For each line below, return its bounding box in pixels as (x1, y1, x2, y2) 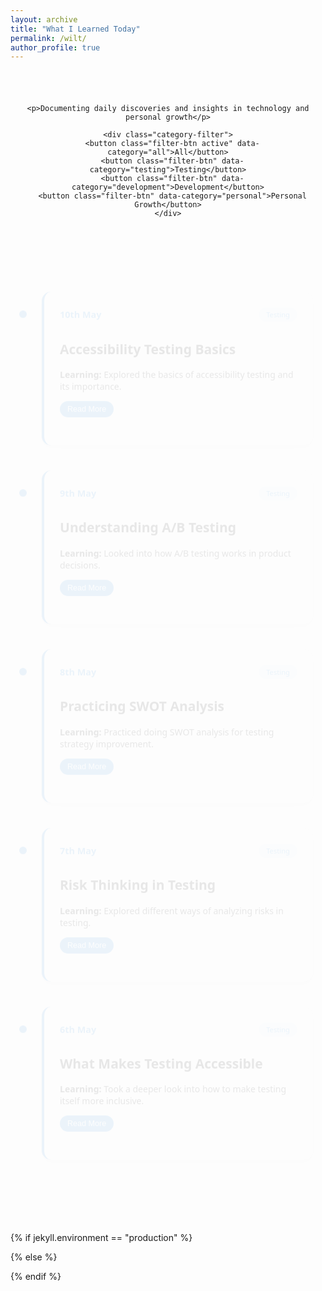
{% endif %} (10, 1271, 62, 1283)
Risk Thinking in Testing (59, 867, 217, 886)
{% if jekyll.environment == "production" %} (10, 1232, 193, 1244)
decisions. (59, 550, 101, 563)
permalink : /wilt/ (10, 33, 87, 43)
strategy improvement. (59, 729, 154, 742)
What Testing (59, 1046, 193, 1065)
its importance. (59, 371, 122, 385)
